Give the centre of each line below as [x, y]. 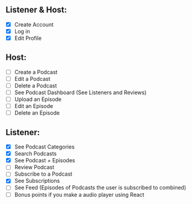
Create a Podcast [36, 72]
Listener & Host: [36, 10]
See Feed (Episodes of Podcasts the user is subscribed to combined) [100, 188]
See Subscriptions [37, 181]
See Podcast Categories [44, 147]
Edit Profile [28, 38]
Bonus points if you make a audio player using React [79, 194]
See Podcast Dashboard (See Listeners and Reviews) [80, 92]
